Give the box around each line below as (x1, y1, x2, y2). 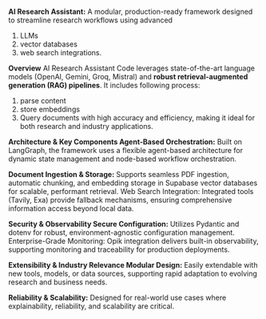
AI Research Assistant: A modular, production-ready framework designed (8, 7, 253, 16)
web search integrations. (19, 48, 102, 57)
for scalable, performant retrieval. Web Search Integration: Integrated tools (8, 187, 254, 196)
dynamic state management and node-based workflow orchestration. (8, 154, 237, 164)
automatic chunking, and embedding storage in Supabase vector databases (8, 178, 258, 188)
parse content (19, 96, 66, 105)
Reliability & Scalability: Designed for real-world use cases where (8, 293, 227, 302)
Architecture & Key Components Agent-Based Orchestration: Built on (8, 137, 242, 147)
